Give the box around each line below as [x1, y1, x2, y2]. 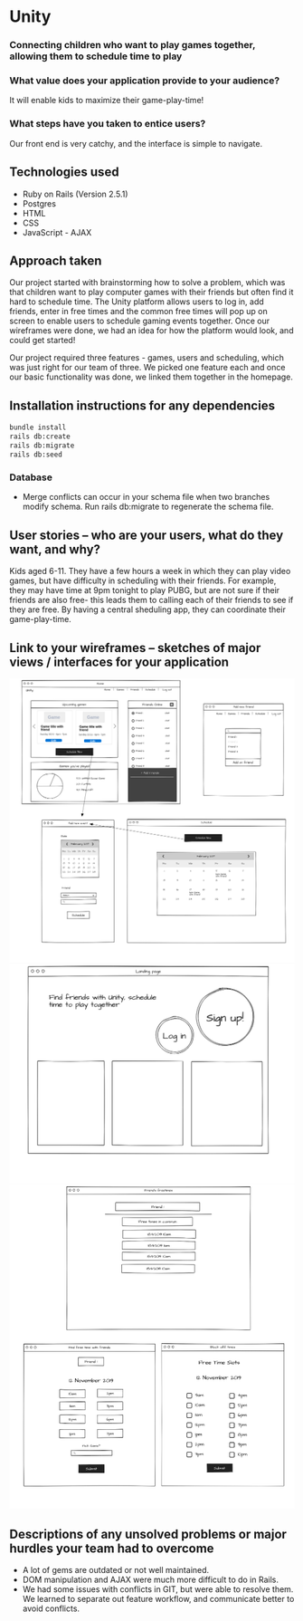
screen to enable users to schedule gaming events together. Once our [9, 315, 270, 327]
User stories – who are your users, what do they [9, 527, 284, 542]
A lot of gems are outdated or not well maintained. [22, 1564, 210, 1575]
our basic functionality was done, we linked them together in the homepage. [9, 371, 294, 382]
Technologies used [9, 165, 119, 180]
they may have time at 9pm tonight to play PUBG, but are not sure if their [9, 585, 280, 596]
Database [9, 471, 52, 484]
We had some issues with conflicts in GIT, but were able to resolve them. [22, 1583, 294, 1595]
